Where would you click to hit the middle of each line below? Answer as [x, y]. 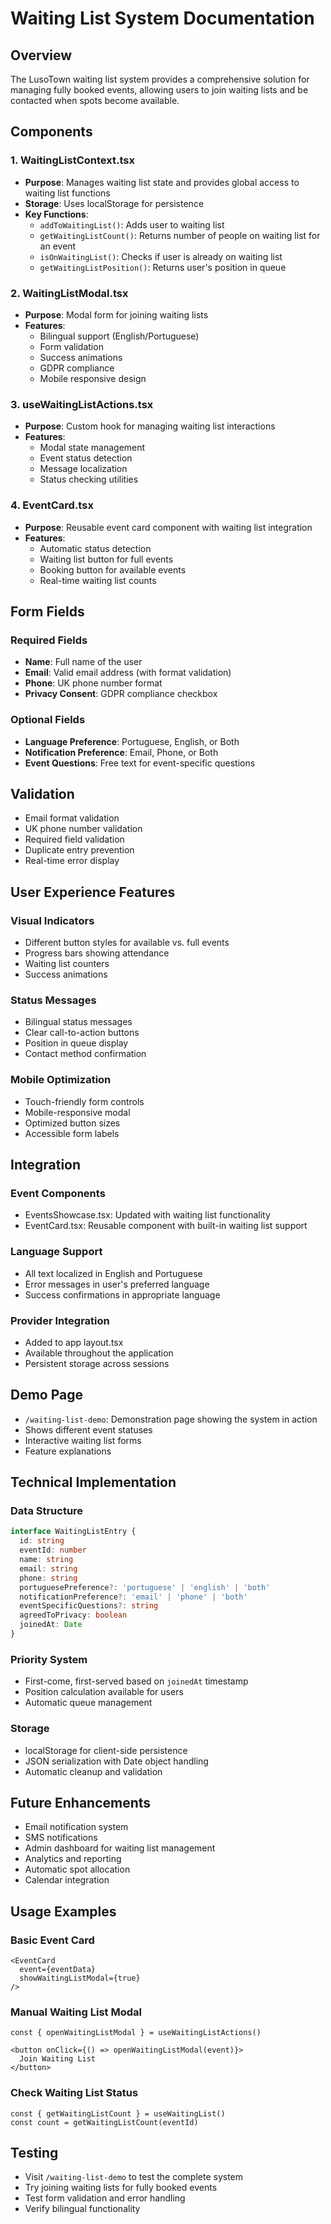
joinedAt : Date [51, 1625]
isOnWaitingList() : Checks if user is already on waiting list [161, 256]
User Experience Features [93, 892]
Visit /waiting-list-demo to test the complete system [134, 2177]
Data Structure [47, 1511]
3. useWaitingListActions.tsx [82, 404]
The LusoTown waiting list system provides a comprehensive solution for [160, 79]
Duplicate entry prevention [79, 850]
